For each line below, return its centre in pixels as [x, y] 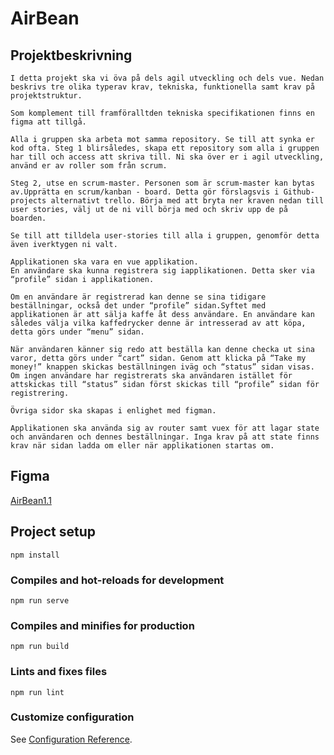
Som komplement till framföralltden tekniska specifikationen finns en [162, 113]
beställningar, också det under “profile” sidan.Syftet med [138, 306]
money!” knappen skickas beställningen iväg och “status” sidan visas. [162, 367]
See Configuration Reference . [71, 739]
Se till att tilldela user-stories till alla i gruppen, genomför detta [165, 236]
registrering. [40, 393]
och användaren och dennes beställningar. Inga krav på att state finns [165, 437]
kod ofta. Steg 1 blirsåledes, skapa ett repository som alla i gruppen [165, 148]
